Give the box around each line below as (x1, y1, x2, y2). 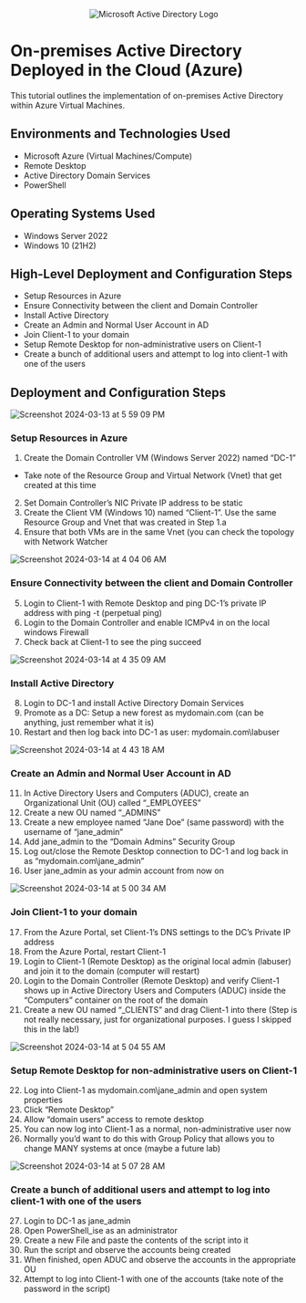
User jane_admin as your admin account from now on (23, 865, 224, 876)
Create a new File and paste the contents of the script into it (23, 1235, 249, 1246)
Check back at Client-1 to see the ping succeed (23, 636, 202, 647)
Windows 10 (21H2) (23, 240, 97, 251)
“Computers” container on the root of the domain (23, 995, 209, 1006)
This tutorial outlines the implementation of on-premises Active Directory (10, 89, 284, 100)
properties (23, 1094, 63, 1105)
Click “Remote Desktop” (23, 1104, 115, 1115)
